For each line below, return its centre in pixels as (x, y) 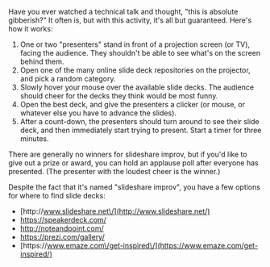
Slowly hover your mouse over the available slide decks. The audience (137, 87)
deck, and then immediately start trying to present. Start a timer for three (141, 130)
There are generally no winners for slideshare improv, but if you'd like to (128, 154)
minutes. (35, 139)
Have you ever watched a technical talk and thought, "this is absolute (123, 12)
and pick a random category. (68, 79)
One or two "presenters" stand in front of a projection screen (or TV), (135, 44)
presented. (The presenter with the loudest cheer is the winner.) (114, 171)
